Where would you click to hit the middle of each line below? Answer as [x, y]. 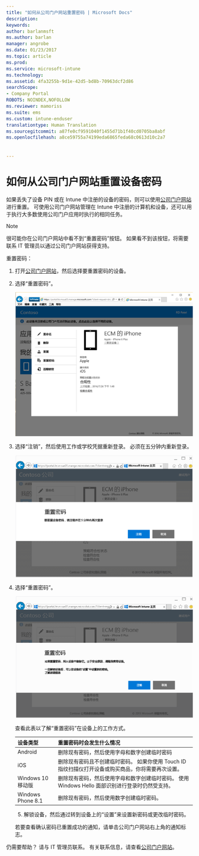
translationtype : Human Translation [51, 125]
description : [22, 19]
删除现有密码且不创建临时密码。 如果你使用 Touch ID [122, 762]
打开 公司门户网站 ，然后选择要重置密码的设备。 [72, 271]
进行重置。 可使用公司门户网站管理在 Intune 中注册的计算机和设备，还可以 [97, 207]
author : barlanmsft [30, 31]
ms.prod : [17, 62]
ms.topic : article [29, 56]
